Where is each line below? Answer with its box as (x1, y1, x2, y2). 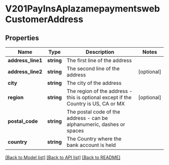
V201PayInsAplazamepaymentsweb (5, 3, 160, 15)
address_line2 (8, 68, 43, 75)
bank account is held (66, 141, 116, 148)
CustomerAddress (5, 14, 83, 25)
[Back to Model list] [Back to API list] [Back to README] (5, 154, 121, 160)
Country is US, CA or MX (66, 100, 125, 107)
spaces (66, 127, 84, 134)
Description (86, 49, 115, 55)
